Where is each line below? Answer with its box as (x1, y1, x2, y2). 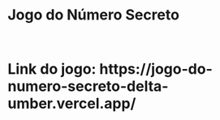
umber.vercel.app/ (7, 95, 136, 113)
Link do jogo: (7, 60, 97, 79)
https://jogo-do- (99, 60, 213, 79)
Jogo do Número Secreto (7, 6, 180, 24)
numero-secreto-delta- (7, 77, 169, 96)
